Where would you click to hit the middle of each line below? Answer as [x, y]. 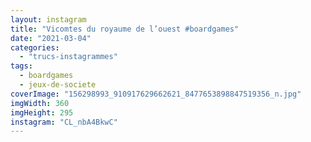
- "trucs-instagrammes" [68, 57]
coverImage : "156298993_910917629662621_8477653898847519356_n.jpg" [156, 94]
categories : [35, 47]
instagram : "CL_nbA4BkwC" [64, 122]
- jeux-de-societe [58, 85]
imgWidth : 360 [40, 103]
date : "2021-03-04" [51, 38]
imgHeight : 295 [42, 112]
